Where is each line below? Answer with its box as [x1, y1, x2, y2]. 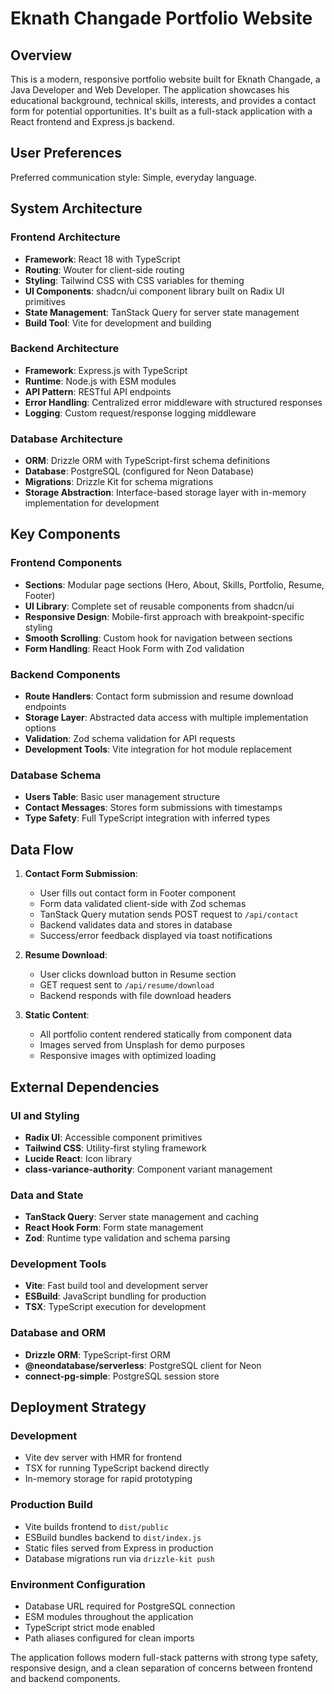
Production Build [10, 1498, 93, 1512]
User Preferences [10, 145, 122, 162]
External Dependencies [10, 1078, 160, 1096]
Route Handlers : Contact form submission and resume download [24, 690, 294, 702]
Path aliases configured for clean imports [24, 1632, 195, 1644]
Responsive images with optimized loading [39, 1050, 217, 1062]
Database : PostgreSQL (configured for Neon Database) [24, 465, 255, 477]
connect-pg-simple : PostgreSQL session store [24, 1370, 220, 1382]
